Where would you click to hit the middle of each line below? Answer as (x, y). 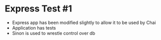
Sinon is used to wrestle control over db (54, 33)
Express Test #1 (38, 9)
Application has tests (34, 27)
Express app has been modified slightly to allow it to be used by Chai (84, 22)
